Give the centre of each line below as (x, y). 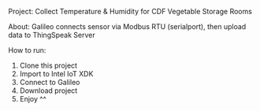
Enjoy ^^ (33, 99)
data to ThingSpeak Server (52, 35)
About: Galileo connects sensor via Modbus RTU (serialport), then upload (127, 26)
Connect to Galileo (50, 82)
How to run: (27, 50)
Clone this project (48, 65)
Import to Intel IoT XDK (56, 74)
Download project (48, 91)
